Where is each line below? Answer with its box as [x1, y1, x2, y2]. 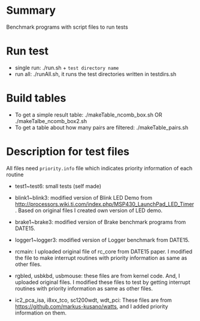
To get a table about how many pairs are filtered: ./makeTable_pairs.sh [14, 124, 189, 131]
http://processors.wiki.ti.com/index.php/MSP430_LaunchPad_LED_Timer [14, 200, 194, 207]
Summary [6, 4, 56, 17]
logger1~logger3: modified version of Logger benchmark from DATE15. [14, 236, 190, 243]
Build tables [6, 91, 66, 105]
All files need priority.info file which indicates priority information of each [6, 164, 193, 172]
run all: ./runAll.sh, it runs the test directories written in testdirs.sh [14, 70, 177, 78]
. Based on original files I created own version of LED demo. [14, 207, 163, 214]
